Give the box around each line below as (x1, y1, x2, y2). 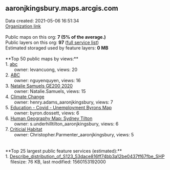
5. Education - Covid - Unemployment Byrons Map (5, 104, 112, 110)
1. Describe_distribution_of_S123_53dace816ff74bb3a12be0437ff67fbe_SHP (5, 153, 165, 159)
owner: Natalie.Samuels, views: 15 (14, 88, 86, 94)
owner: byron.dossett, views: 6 (14, 110, 79, 116)
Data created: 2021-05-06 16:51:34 (5, 17, 79, 23)
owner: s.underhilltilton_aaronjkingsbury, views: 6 (14, 120, 119, 127)
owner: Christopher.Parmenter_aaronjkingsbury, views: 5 (14, 131, 134, 137)
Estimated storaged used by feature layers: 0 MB (5, 44, 109, 51)
